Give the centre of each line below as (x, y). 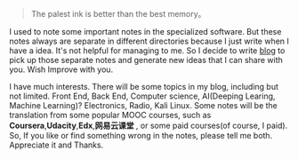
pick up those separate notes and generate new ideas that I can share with (146, 60)
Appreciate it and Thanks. (56, 145)
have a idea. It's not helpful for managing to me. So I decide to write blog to (147, 51)
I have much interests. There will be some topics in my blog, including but (144, 87)
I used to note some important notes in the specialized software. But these (145, 32)
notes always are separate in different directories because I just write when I (149, 41)
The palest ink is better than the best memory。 (118, 14)
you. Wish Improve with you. (61, 69)
